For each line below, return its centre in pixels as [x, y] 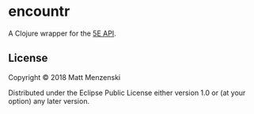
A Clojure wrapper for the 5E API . [62, 33]
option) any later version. [49, 101]
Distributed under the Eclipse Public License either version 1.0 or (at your [127, 93]
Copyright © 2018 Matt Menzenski [64, 77]
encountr [39, 11]
